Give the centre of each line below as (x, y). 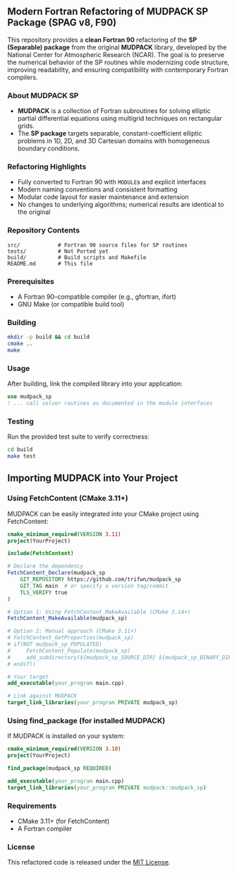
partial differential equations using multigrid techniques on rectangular (120, 119)
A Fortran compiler (45, 829)
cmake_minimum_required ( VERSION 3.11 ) (64, 534)
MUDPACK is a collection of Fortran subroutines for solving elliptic (114, 111)
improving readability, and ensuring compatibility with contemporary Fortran (118, 69)
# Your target (28, 677)
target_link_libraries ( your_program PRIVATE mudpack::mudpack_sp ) (107, 788)
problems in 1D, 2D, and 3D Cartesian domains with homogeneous (114, 141)
